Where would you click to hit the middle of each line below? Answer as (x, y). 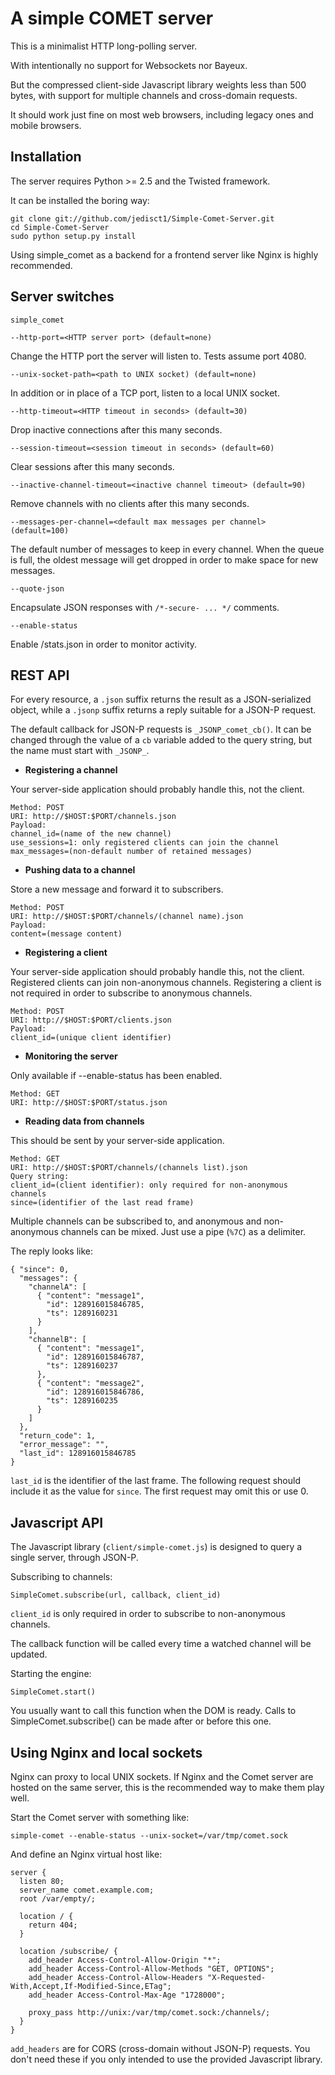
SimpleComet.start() (53, 1692)
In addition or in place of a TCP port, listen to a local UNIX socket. (145, 393)
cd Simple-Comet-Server (60, 227)
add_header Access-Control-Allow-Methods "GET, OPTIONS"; (151, 1969)
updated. (29, 1654)
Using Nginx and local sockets (106, 1752)
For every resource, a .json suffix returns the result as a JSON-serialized (161, 699)
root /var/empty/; (58, 1899)
